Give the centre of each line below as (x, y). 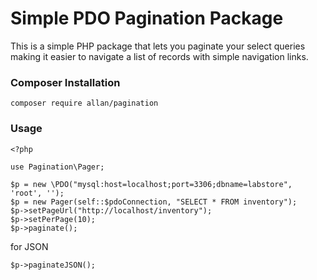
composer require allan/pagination (84, 103)
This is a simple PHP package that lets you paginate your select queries (158, 46)
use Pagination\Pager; (57, 167)
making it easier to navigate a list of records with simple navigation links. (159, 56)
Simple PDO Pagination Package (147, 18)
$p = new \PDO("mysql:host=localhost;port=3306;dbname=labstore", (151, 184)
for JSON (29, 246)
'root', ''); (37, 193)
